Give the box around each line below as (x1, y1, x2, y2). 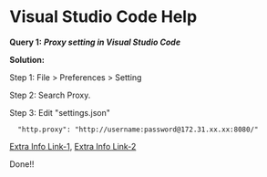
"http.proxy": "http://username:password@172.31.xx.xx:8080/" (17, 125, 259, 134)
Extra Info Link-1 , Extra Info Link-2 (9, 141, 137, 151)
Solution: (9, 54, 46, 65)
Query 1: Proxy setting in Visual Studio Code (9, 36, 180, 47)
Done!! (9, 158, 35, 170)
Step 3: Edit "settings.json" (9, 107, 111, 118)
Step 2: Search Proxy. (9, 89, 91, 100)
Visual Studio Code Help (9, 6, 198, 27)
